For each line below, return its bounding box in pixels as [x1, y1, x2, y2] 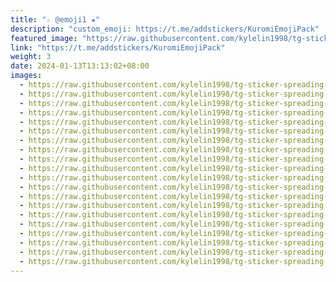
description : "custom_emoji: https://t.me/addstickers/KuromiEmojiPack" [10, 24, 320, 34]
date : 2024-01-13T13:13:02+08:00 [10, 61, 150, 71]
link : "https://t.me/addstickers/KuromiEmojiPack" [10, 42, 226, 53]
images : [10, 71, 43, 81]
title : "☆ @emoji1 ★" [10, 14, 101, 25]
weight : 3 [10, 52, 52, 62]
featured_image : [10, 33, 78, 43]
